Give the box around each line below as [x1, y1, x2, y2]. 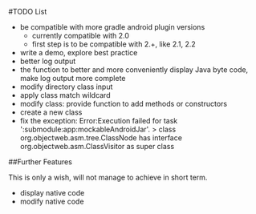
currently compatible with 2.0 [31, 31, 130, 40]
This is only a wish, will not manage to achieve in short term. [8, 172, 208, 182]
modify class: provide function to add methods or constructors [19, 99, 227, 108]
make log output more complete [19, 74, 126, 83]
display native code [19, 188, 85, 197]
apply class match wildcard [19, 91, 111, 99]
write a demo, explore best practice [19, 48, 138, 57]
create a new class [19, 107, 83, 117]
